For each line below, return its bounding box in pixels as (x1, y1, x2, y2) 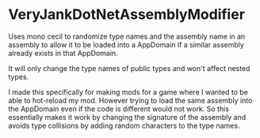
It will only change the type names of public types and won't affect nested (8, 63, 250, 73)
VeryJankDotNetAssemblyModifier (8, 6, 246, 24)
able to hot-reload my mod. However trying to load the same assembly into (8, 95, 253, 105)
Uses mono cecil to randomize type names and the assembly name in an (8, 32, 246, 41)
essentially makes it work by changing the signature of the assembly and (8, 112, 247, 121)
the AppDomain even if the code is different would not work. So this (8, 104, 230, 114)
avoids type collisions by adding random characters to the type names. (8, 121, 240, 130)
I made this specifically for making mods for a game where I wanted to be (8, 87, 248, 96)
